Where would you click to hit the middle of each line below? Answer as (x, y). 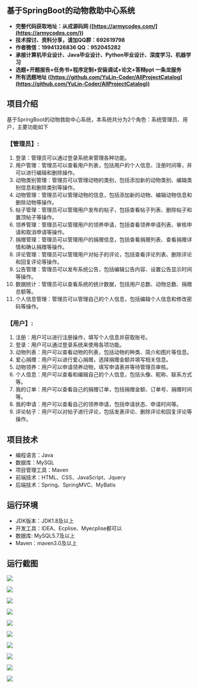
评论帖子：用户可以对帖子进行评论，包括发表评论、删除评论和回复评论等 (103, 411)
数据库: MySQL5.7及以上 (45, 535)
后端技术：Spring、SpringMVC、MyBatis (66, 485)
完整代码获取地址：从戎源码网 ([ (54, 26)
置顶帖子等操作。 (36, 217)
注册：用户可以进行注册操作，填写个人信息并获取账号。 (83, 337)
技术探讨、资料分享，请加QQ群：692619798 (70, 40)
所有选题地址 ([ (33, 77)
